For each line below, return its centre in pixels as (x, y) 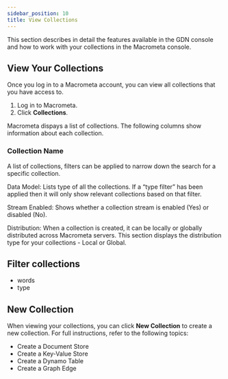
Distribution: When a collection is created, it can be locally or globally (105, 228)
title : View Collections (42, 20)
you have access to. (35, 92)
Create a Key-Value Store (52, 354)
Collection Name (35, 151)
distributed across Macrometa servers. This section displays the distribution (114, 235)
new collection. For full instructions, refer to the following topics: (98, 333)
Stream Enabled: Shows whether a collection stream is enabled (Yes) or (108, 207)
